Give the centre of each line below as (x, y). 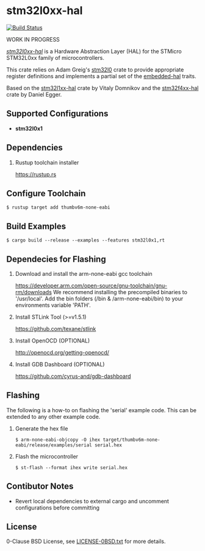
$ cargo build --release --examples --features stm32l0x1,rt (86, 240)
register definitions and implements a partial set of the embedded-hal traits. (101, 76)
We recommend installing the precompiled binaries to (120, 292)
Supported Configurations (57, 114)
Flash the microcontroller (46, 456)
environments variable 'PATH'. (53, 305)
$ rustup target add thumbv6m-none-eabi (59, 208)
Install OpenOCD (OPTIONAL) (52, 341)
